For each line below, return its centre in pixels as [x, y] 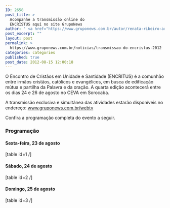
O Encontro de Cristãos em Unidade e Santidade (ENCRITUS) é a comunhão [85, 76]
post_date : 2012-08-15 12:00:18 [39, 62]
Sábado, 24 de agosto [29, 166]
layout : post [19, 39]
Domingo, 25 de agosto [30, 189]
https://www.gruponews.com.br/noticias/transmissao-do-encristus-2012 [86, 48]
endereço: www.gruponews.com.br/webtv [49, 108]
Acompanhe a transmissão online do [47, 19]
